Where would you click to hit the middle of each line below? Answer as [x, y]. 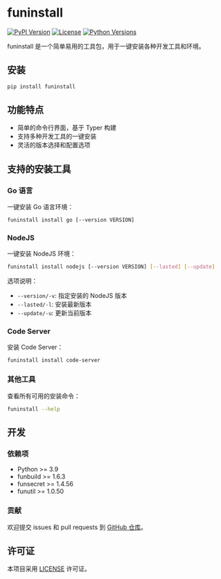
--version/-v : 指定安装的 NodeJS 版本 [72, 296]
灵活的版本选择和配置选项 [54, 145]
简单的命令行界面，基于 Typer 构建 [67, 128]
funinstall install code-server [54, 360]
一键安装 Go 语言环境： [41, 207]
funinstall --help [34, 409]
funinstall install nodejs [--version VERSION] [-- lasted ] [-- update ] [111, 267]
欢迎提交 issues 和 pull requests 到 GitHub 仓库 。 [77, 527]
